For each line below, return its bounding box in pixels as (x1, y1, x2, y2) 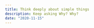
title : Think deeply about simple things (5, 7, 90, 12)
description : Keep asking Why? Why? (5, 11, 79, 16)
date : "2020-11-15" (5, 16, 44, 20)
